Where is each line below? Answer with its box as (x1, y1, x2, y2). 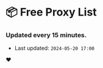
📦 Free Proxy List (5, 5, 97, 19)
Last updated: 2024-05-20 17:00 (14, 45, 95, 52)
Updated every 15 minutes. (5, 31, 87, 40)
